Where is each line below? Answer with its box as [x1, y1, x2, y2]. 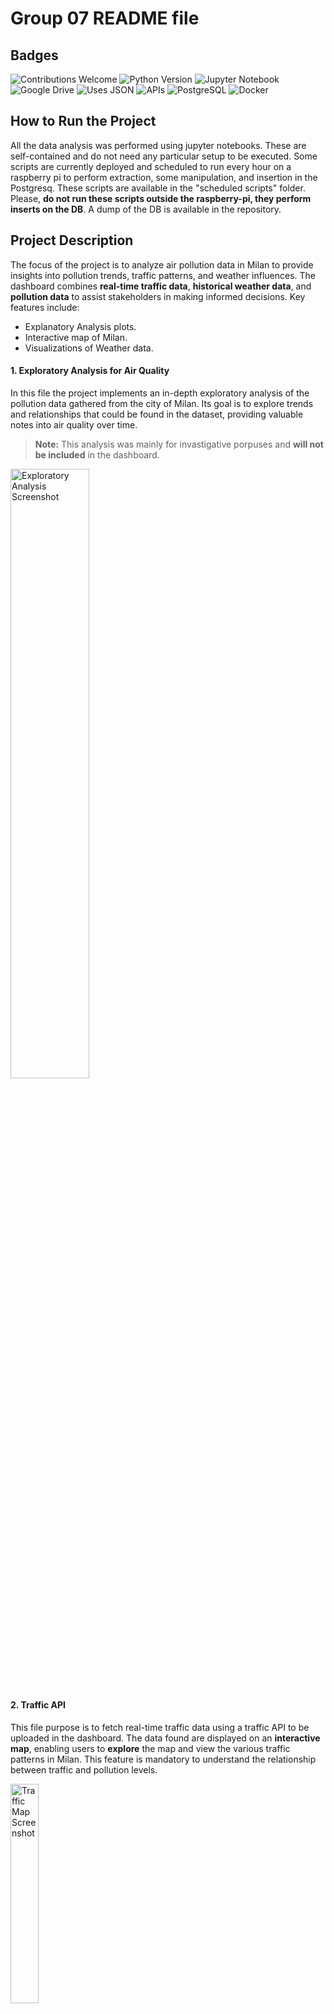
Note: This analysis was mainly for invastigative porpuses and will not [34, 438, 324, 450]
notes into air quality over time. [10, 418, 138, 431]
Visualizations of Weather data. [24, 342, 154, 354]
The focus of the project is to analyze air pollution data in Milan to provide [10, 258, 314, 271]
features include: [10, 301, 80, 313]
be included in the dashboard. [34, 448, 160, 461]
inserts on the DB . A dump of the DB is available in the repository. [10, 203, 282, 215]
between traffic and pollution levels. [10, 1764, 158, 1776]
